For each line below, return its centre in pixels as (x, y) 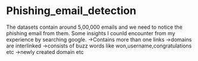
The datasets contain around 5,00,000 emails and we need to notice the (94, 27)
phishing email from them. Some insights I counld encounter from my (91, 33)
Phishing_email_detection (71, 11)
